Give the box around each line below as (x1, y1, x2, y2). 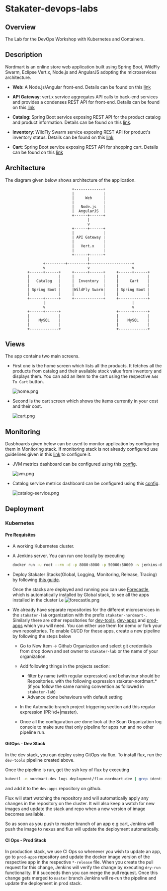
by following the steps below (12, 633, 72, 639)
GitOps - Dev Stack (5, 741, 46, 747)
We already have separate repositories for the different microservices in (12, 606, 160, 612)
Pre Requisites (5, 532, 36, 538)
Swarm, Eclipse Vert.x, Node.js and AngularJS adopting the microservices (5, 69, 157, 75)
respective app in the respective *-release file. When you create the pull (5, 859, 154, 865)
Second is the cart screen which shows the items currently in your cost (12, 398, 158, 404)
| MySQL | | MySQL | (27, 317, 150, 322)
